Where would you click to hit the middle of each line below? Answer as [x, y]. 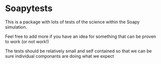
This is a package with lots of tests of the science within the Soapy [72, 22]
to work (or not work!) [27, 41]
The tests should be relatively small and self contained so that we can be [79, 51]
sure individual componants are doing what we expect [59, 56]
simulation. [16, 27]
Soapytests [29, 8]
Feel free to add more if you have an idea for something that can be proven [81, 36]
